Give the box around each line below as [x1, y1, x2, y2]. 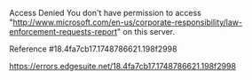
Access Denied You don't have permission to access [9, 8, 201, 18]
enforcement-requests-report [9, 27, 118, 36]
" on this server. [116, 27, 176, 36]
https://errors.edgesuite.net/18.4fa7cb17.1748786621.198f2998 [9, 61, 237, 71]
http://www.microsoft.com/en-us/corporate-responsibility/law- [12, 17, 243, 28]
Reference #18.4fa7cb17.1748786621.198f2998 [9, 44, 177, 54]
